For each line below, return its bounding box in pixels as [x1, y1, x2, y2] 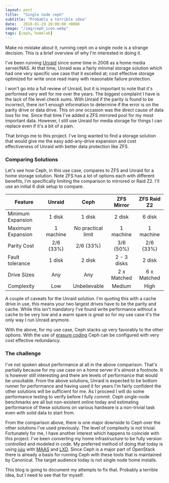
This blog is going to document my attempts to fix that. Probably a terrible [5, 466, 158, 472]
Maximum [8, 225, 31, 232]
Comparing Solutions [5, 156, 58, 163]
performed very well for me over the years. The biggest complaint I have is [5, 91, 160, 97]
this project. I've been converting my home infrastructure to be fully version [5, 435, 162, 441]
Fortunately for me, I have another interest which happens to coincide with [5, 430, 159, 436]
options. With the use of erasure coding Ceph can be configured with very [5, 332, 159, 338]
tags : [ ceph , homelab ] [5, 31, 53, 36]
